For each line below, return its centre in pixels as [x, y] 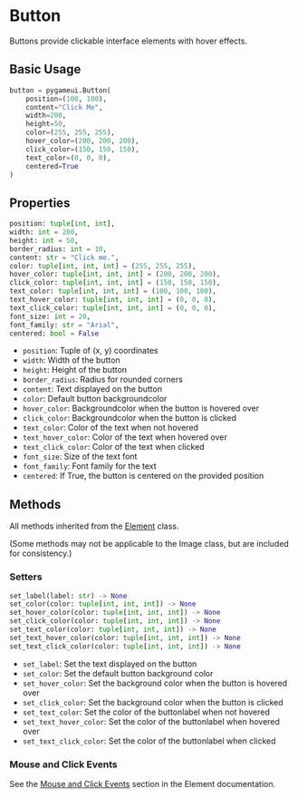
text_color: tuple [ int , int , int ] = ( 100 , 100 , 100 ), [113, 291]
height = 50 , [46, 124]
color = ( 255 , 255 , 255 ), [71, 132]
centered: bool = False [54, 333]
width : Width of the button [71, 360]
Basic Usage [45, 69]
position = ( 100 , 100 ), [66, 99]
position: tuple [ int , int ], [62, 224]
